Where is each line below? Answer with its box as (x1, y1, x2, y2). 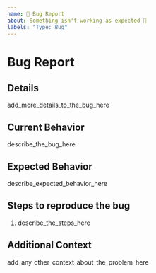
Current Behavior (7, 121, 85, 133)
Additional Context (7, 239, 92, 251)
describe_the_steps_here (17, 219, 90, 227)
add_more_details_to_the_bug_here (7, 100, 109, 110)
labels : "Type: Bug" (7, 23, 68, 30)
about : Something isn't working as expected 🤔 (7, 17, 147, 24)
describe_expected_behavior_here (7, 180, 108, 187)
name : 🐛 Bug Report (7, 10, 65, 18)
